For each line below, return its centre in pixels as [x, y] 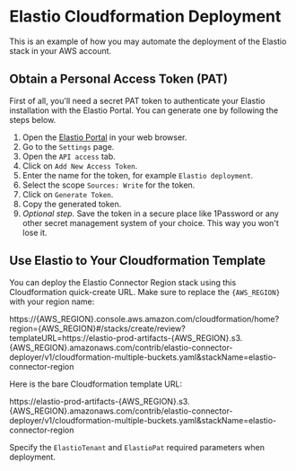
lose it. [35, 232]
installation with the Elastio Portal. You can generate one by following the [144, 110]
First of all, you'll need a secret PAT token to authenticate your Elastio [137, 100]
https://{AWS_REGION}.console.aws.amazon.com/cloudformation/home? [144, 318]
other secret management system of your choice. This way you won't [151, 222]
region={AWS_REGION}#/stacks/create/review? [97, 328]
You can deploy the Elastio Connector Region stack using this [123, 282]
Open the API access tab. [69, 156]
